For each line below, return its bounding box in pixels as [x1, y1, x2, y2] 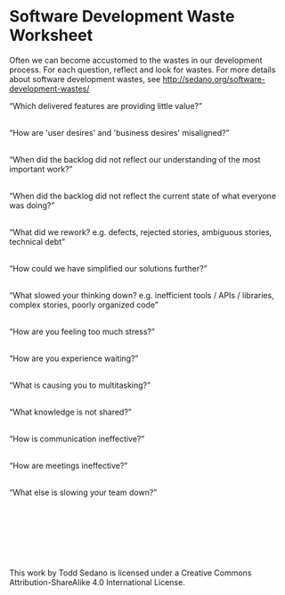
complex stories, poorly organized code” [9, 299, 159, 310]
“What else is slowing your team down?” [9, 487, 158, 498]
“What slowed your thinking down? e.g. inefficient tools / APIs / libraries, [9, 289, 274, 300]
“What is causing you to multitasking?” [9, 380, 151, 390]
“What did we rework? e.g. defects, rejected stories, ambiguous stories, [9, 226, 273, 238]
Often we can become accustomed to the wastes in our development [9, 54, 263, 65]
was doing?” [9, 199, 55, 211]
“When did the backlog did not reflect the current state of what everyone [9, 190, 277, 201]
